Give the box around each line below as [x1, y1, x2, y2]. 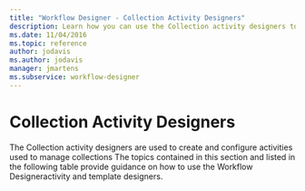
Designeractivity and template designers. [9, 170, 163, 182]
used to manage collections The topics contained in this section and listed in [9, 151, 296, 162]
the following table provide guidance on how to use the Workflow [9, 161, 253, 172]
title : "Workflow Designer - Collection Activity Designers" [9, 13, 246, 23]
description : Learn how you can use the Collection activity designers [9, 22, 286, 31]
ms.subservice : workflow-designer [9, 73, 141, 82]
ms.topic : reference [9, 38, 88, 48]
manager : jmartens [9, 65, 79, 74]
